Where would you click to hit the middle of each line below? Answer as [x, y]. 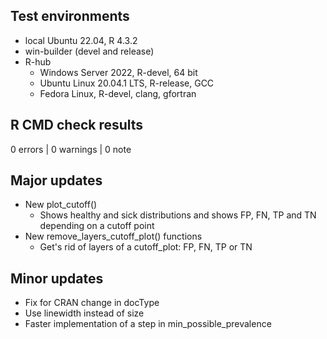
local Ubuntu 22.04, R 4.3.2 [81, 40]
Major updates [56, 180]
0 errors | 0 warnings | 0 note [71, 149]
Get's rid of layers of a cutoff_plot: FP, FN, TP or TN [146, 247]
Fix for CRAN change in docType [92, 303]
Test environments [70, 16]
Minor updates [57, 278]
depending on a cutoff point [97, 226]
